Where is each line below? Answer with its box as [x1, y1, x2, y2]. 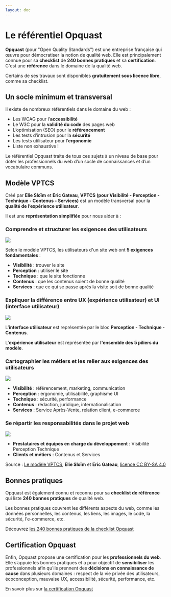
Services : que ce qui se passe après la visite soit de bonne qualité [12, 284, 154, 290]
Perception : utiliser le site [12, 267, 68, 273]
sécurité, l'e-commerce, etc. [5, 516, 65, 522]
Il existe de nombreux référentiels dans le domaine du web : [5, 106, 131, 112]
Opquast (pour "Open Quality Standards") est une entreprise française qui [5, 46, 162, 53]
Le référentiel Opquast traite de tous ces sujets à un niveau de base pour [5, 153, 159, 159]
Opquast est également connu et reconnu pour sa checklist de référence [5, 490, 160, 496]
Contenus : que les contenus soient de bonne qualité [12, 279, 125, 285]
